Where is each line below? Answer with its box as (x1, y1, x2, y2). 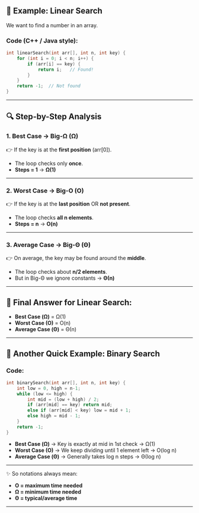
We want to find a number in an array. (6, 21, 98, 28)
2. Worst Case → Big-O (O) (6, 186, 84, 195)
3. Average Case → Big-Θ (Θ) (6, 241, 91, 249)
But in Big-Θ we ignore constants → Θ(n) (14, 274, 115, 282)
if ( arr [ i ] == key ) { (27, 61, 81, 67)
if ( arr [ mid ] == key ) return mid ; (27, 402, 113, 408)
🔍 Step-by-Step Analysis (6, 111, 102, 122)
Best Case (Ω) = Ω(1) (14, 313, 66, 321)
